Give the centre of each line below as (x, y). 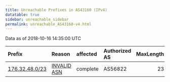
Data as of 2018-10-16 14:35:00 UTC (43, 38)
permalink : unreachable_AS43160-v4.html (49, 24)
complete (87, 69)
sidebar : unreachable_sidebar (37, 19)
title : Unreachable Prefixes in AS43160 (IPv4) (56, 10)
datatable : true (22, 15)
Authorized (117, 51)
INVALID (61, 66)
